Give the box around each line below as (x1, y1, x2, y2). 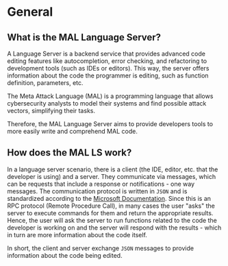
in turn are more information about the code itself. (7, 230, 147, 239)
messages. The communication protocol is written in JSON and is (7, 186, 188, 195)
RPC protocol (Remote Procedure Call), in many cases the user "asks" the (7, 202, 216, 210)
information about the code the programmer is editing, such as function (7, 71, 209, 80)
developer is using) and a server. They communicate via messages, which (7, 172, 216, 180)
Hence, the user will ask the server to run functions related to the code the (7, 216, 217, 224)
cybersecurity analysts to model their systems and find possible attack (7, 99, 207, 107)
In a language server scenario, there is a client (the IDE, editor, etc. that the (7, 165, 218, 173)
